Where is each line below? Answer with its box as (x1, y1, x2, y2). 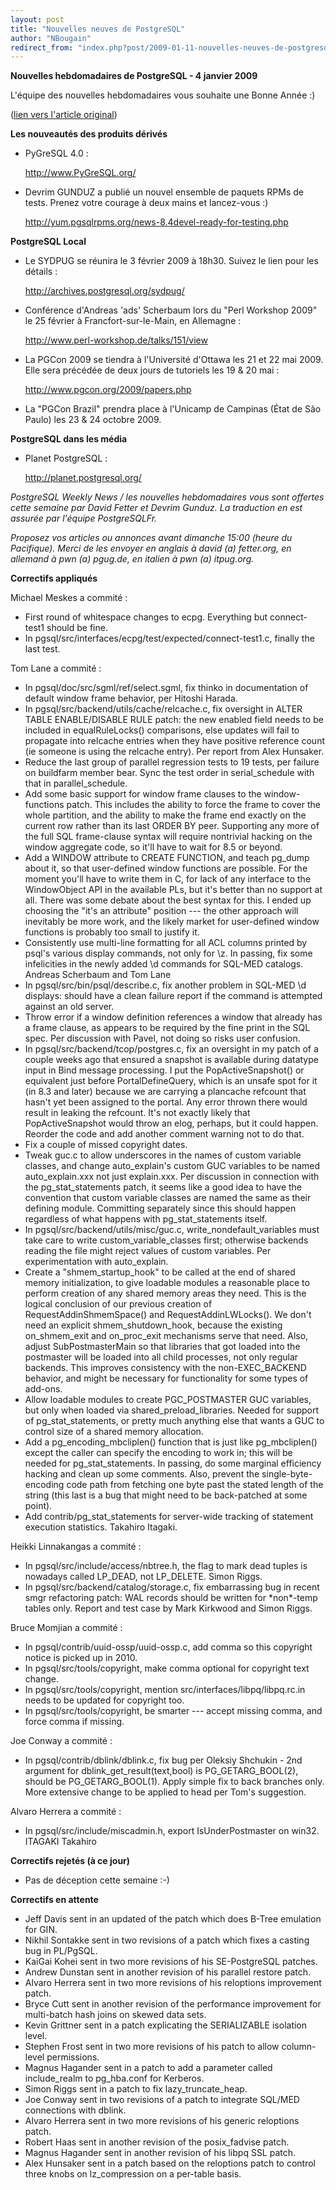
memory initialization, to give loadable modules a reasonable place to (24, 1277, 310, 1289)
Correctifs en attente (10, 1894, 99, 1906)
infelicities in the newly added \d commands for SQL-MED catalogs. (24, 958, 304, 970)
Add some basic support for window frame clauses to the (24, 788, 262, 800)
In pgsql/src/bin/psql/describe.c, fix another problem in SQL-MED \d (24, 979, 307, 991)
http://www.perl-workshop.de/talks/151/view (24, 334, 208, 346)
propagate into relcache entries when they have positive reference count (24, 735, 325, 747)
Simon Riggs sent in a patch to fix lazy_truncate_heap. (24, 2083, 248, 2095)
